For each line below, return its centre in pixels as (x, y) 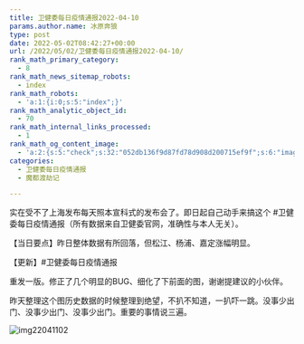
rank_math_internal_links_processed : (81, 128)
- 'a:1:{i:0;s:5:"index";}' (71, 102)
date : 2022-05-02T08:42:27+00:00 (72, 43)
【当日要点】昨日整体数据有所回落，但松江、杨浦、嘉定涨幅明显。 (132, 243)
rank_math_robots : (44, 93)
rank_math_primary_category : (64, 60)
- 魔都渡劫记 (39, 177)
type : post (30, 34)
